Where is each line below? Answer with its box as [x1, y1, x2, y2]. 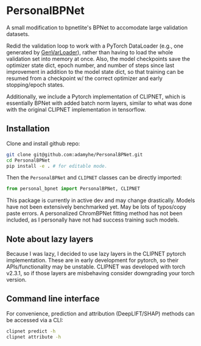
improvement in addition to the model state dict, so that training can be [6, 68, 184, 75]
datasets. [6, 30, 30, 37]
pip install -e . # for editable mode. [6, 163, 108, 169]
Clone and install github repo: [6, 140, 80, 147]
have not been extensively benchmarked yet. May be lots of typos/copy [6, 203, 187, 211]
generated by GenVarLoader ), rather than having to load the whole [6, 48, 174, 56]
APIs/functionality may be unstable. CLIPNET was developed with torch [6, 263, 186, 270]
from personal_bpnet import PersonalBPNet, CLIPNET [6, 186, 140, 192]
